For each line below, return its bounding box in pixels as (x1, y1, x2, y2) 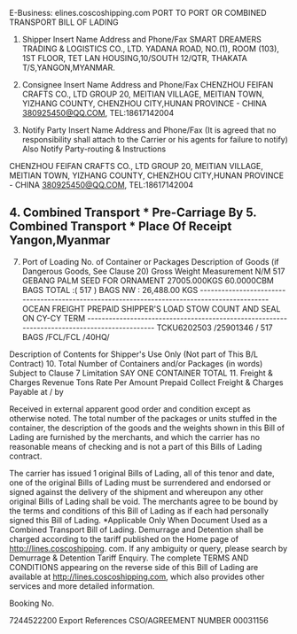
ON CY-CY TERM (21, 313, 86, 323)
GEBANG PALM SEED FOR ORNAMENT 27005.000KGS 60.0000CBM (21, 274, 275, 286)
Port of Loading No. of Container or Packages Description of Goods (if (21, 256, 279, 267)
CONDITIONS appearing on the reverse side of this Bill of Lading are (9, 561, 259, 572)
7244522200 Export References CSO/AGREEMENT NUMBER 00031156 (9, 615, 269, 625)
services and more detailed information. (9, 580, 155, 591)
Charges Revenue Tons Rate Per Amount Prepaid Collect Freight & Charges (9, 376, 284, 388)
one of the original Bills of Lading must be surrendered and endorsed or (9, 477, 271, 488)
